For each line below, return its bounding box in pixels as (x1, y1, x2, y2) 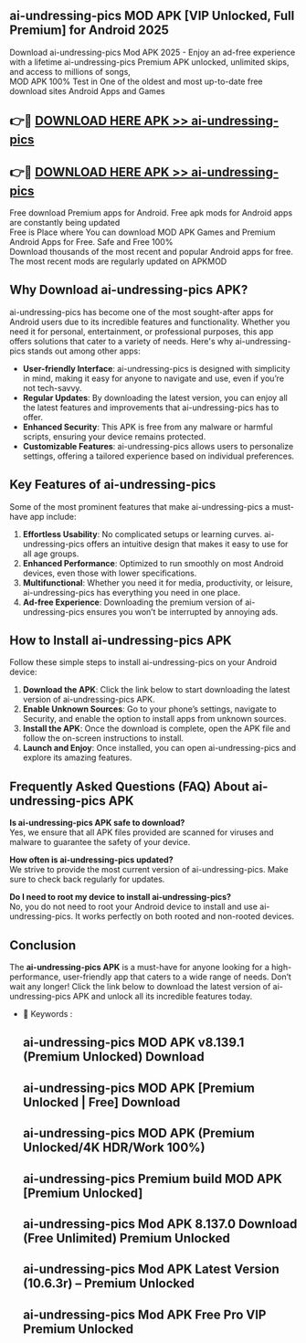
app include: (29, 511, 77, 522)
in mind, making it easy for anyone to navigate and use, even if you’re (22, 373, 285, 384)
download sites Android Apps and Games (9, 85, 166, 96)
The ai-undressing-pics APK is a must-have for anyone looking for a (9, 962, 269, 973)
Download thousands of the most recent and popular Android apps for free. (9, 247, 294, 258)
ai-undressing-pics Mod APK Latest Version (22, 1262, 280, 1277)
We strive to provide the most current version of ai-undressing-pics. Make (9, 864, 290, 875)
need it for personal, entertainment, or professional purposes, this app (9, 325, 274, 337)
